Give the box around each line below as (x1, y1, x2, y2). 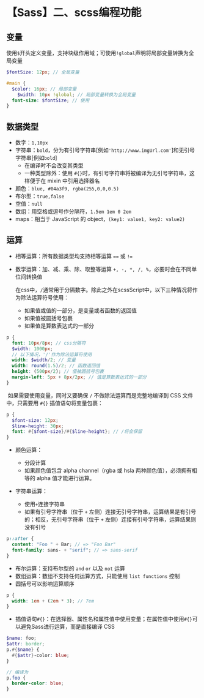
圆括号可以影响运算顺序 (15, 580, 75, 587)
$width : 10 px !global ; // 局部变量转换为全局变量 (17, 91, 136, 98)
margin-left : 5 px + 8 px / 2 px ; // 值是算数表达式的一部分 (12, 374, 147, 380)
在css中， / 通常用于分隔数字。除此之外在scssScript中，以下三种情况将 (15, 286, 192, 293)
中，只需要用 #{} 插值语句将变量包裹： (6, 399, 104, 407)
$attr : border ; (6, 641, 45, 647)
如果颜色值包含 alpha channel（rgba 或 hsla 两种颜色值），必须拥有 (24, 467, 192, 475)
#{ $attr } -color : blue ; (12, 652, 70, 658)
